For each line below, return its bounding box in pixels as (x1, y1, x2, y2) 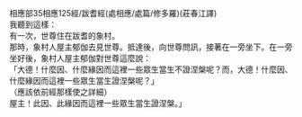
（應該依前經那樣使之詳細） (9, 86, 112, 97)
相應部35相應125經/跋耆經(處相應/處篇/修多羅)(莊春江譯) (9, 8, 218, 18)
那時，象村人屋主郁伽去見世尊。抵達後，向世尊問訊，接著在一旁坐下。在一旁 (9, 41, 293, 52)
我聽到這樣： (9, 19, 57, 30)
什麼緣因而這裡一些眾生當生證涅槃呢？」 (9, 76, 159, 85)
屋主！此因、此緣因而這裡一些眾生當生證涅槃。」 (9, 98, 187, 108)
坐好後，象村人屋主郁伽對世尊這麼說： (9, 53, 151, 63)
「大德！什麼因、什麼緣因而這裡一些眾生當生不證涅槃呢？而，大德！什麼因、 (9, 64, 293, 75)
